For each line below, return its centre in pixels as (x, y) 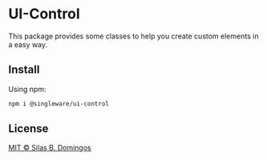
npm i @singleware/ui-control (59, 104)
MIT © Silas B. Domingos (50, 148)
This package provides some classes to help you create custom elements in (133, 36)
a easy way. (28, 44)
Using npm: (27, 89)
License (28, 129)
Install (24, 70)
